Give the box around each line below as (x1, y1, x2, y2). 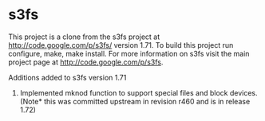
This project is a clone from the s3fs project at (8, 32, 160, 41)
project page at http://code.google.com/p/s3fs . (8, 57, 164, 67)
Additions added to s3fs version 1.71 (8, 72, 127, 82)
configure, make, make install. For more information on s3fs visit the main (8, 49, 250, 58)
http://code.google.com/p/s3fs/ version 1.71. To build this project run (8, 40, 234, 49)
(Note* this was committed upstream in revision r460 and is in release (19, 96, 251, 106)
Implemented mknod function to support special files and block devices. (19, 88, 258, 97)
